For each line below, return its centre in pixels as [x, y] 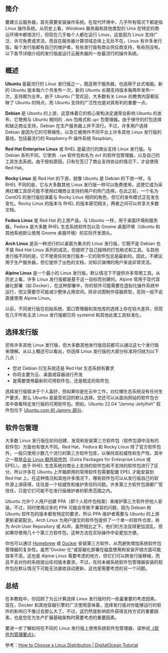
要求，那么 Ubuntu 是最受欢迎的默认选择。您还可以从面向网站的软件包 [82, 398]
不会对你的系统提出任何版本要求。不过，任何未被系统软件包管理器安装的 [84, 562]
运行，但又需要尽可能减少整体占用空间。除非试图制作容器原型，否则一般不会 [84, 292]
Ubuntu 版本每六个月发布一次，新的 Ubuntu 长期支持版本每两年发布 [80, 90]
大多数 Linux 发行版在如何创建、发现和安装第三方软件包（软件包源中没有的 [82, 441]
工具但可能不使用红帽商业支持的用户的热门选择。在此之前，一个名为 [88, 191]
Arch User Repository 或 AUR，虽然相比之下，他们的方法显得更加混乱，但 [87, 526]
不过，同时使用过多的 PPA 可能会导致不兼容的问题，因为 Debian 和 [82, 508]
